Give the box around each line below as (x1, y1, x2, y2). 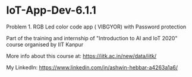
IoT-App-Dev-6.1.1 (6, 4, 96, 17)
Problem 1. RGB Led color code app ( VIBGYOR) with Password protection (6, 23, 187, 30)
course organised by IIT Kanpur (6, 41, 84, 48)
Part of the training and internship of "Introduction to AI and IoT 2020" (6, 34, 178, 41)
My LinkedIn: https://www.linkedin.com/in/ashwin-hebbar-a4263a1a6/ (6, 63, 178, 71)
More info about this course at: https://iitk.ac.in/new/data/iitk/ (6, 52, 156, 59)
